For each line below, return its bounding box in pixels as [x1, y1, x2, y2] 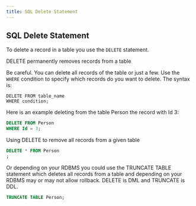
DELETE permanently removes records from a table [6, 57, 131, 65]
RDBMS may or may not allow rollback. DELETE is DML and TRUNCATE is [6, 176, 185, 184]
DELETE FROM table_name [6, 93, 65, 99]
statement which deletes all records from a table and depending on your [6, 170, 182, 178]
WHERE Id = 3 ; [6, 125, 41, 132]
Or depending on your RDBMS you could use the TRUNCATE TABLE [6, 164, 172, 171]
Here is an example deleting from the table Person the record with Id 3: [6, 109, 179, 116]
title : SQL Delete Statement [6, 8, 78, 15]
